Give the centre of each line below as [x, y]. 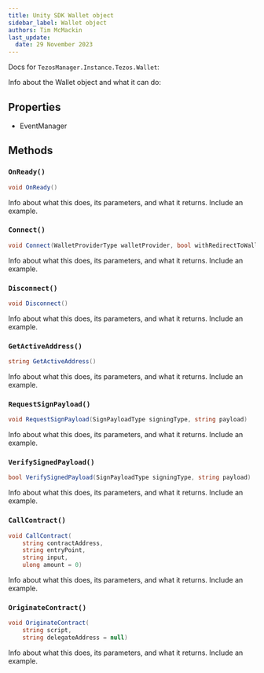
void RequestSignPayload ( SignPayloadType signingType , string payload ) [128, 420]
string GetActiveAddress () [52, 362]
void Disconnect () [38, 303]
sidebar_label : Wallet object [58, 23]
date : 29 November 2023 [54, 45]
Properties [35, 107]
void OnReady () [33, 187]
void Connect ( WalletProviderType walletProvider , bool [100, 245]
